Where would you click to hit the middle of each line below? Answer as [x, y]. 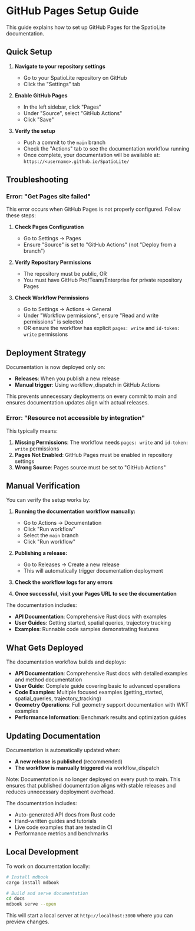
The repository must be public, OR [65, 274]
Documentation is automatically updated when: [63, 750]
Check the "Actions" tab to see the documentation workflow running [106, 148]
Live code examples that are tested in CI [63, 827]
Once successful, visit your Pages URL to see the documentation [95, 594]
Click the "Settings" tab [52, 84]
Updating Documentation [54, 736]
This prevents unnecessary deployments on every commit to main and [92, 396]
